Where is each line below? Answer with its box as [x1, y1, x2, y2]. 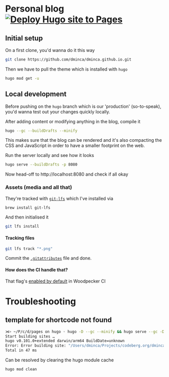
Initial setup [5, 34, 43, 42]
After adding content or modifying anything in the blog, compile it [5, 118, 141, 124]
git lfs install [5, 224, 39, 229]
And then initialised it [5, 214, 49, 220]
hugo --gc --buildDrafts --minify [5, 128, 78, 133]
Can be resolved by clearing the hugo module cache [5, 357, 114, 363]
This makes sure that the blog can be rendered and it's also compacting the [5, 137, 162, 143]
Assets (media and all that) [5, 184, 72, 191]
